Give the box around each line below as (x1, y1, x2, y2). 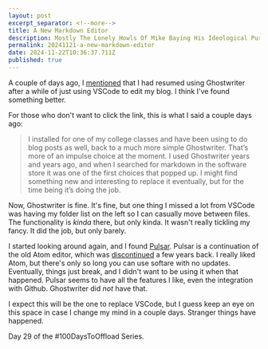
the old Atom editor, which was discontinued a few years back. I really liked (8, 249, 256, 259)
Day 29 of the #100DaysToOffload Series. (8, 331, 145, 341)
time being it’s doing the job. (27, 185, 121, 194)
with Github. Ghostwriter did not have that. (8, 284, 148, 293)
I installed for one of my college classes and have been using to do (27, 134, 248, 143)
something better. (8, 95, 66, 104)
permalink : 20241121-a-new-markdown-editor (8, 41, 156, 49)
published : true (8, 57, 62, 65)
